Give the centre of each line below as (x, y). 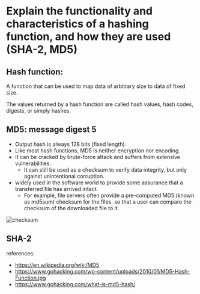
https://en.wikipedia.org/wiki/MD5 (57, 265)
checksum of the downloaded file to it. (71, 208)
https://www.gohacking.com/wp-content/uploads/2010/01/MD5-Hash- (102, 271)
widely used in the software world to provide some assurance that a (99, 183)
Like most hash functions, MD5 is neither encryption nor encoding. (97, 150)
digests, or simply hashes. (38, 111)
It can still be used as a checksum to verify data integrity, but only (105, 169)
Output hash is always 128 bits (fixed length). (71, 144)
